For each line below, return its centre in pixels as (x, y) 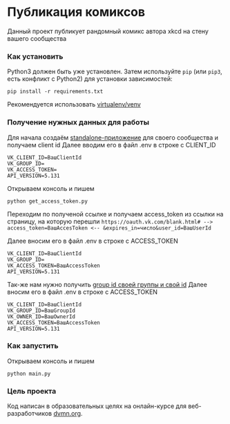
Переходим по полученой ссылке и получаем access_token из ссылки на (115, 214)
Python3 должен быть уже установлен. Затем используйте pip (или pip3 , (115, 72)
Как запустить (33, 346)
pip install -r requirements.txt (55, 92)
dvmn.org (67, 414)
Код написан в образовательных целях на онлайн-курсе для (97, 406)
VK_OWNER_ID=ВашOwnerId (41, 316)
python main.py (29, 374)
